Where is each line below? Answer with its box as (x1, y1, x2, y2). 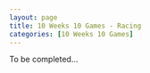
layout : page (9, 12, 58, 22)
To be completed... (9, 54, 79, 65)
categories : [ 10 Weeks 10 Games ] (9, 29, 134, 38)
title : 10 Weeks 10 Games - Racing (9, 21, 142, 30)
